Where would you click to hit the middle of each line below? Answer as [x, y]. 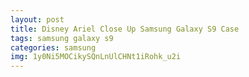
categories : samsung [53, 47]
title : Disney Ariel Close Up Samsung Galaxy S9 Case [125, 29]
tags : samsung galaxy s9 [62, 38]
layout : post [37, 19]
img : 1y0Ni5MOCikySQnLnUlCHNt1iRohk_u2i [96, 57]
